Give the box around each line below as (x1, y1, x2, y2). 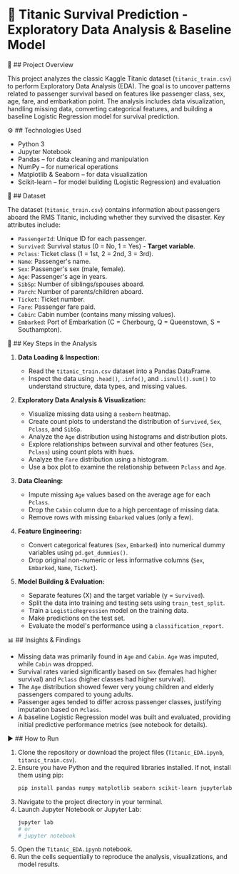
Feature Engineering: (17, 527, 82, 535)
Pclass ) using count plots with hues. (28, 447, 135, 456)
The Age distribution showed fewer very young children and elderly (17, 682, 214, 691)
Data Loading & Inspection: (17, 352, 100, 361)
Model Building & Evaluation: (17, 577, 105, 586)
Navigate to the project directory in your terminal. (17, 797, 163, 806)
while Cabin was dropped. (17, 659, 94, 668)
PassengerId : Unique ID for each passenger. (17, 234, 147, 243)
